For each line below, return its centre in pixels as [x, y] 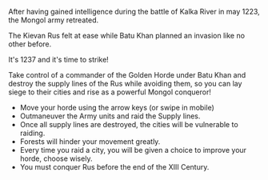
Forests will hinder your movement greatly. [90, 142]
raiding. [32, 133]
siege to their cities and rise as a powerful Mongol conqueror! [110, 92]
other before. [30, 44]
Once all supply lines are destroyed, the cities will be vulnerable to [129, 124]
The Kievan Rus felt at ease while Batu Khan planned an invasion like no [127, 36]
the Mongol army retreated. [53, 20]
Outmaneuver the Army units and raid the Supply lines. [110, 116]
